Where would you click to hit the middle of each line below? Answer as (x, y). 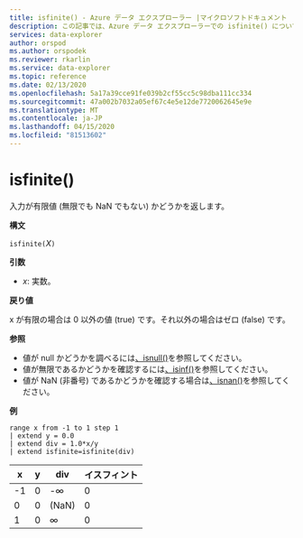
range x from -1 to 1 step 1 (64, 428)
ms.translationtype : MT (54, 110)
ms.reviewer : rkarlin (50, 60)
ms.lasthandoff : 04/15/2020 (62, 127)
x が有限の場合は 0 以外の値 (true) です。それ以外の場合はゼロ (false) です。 (150, 319)
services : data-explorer (56, 34)
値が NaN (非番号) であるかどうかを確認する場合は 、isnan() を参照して (152, 380)
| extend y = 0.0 (42, 436)
